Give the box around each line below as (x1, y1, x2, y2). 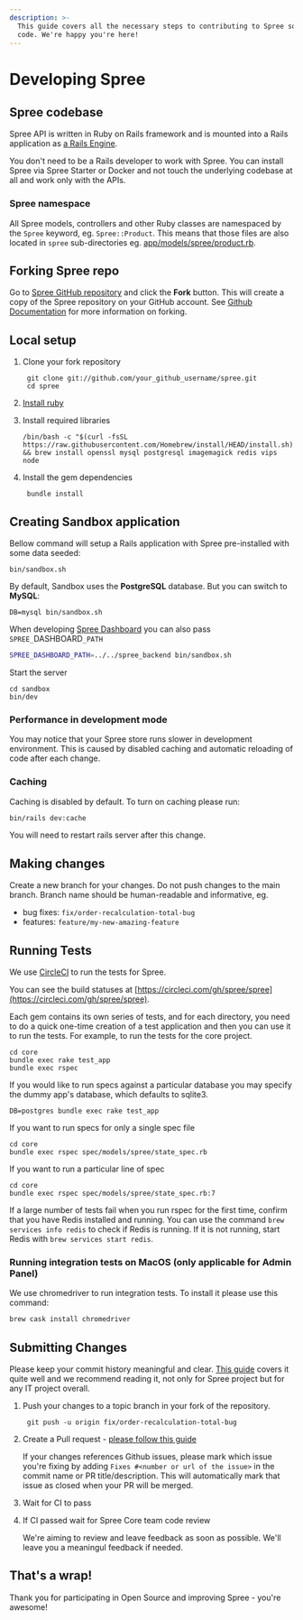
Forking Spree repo (9, 264, 120, 279)
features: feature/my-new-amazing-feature (22, 917, 179, 928)
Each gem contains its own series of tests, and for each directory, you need (9, 1012, 290, 1023)
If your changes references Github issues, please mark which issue (22, 1451, 272, 1462)
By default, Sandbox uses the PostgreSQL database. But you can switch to (9, 581, 288, 592)
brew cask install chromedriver (9, 1315, 131, 1324)
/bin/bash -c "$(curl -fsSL (22, 432, 128, 442)
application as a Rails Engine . (9, 138, 118, 149)
